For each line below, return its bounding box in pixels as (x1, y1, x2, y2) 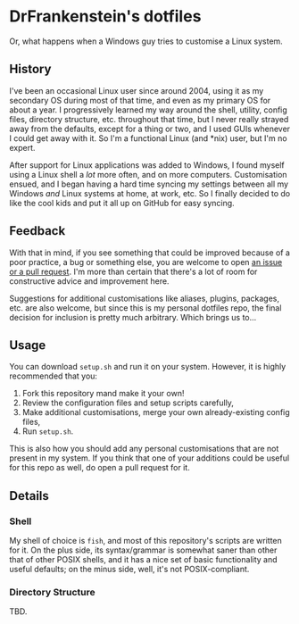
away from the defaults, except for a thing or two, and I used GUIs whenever (9, 123, 291, 134)
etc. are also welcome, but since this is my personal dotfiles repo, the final (9, 302, 282, 313)
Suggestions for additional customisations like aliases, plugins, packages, (9, 293, 279, 304)
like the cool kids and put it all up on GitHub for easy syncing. (9, 197, 235, 208)
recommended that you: (9, 370, 98, 381)
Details (9, 488, 49, 503)
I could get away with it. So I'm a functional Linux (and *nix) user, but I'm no (9, 132, 287, 144)
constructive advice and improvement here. (9, 275, 170, 287)
